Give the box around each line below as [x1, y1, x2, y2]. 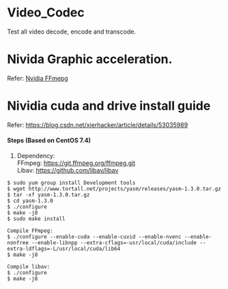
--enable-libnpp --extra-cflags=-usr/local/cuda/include [31, 240, 197, 247]
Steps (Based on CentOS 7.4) [7, 136, 91, 144]
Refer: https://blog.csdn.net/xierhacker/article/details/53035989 [7, 121, 188, 129]
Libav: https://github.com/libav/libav [16, 166, 119, 175]
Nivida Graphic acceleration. [7, 51, 173, 67]
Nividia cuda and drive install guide [7, 98, 211, 114]
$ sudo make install [7, 216, 66, 223]
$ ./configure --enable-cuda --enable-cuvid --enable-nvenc [7, 234, 182, 240]
